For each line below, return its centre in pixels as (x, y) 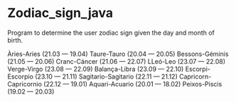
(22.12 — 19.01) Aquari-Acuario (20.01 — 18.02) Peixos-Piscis (133, 84)
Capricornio (25, 84)
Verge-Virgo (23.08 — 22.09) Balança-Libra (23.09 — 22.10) (96, 69)
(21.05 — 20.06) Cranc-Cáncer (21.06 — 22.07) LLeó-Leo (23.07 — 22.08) (117, 61)
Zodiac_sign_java (60, 13)
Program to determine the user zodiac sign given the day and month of (111, 33)
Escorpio (21, 76)
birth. (15, 40)
